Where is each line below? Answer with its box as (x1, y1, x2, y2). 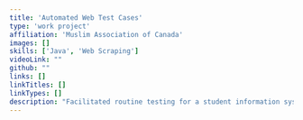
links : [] (9, 72, 47, 81)
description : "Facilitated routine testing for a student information (9, 97, 280, 106)
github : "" (9, 64, 50, 73)
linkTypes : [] (9, 88, 63, 97)
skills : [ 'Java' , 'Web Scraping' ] (9, 47, 140, 56)
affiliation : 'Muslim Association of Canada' (9, 30, 183, 39)
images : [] (9, 38, 50, 48)
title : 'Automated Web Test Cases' (9, 13, 143, 23)
